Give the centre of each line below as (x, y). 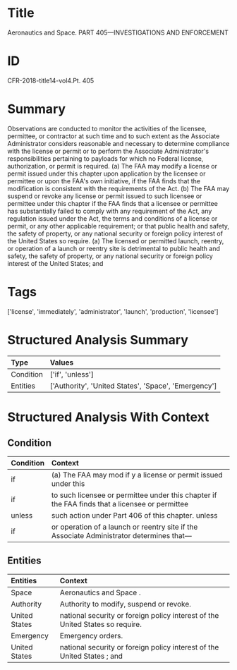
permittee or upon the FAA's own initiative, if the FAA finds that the (104, 181)
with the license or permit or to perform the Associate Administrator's (108, 151)
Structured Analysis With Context (108, 417)
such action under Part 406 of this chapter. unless (135, 515)
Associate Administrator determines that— (122, 535)
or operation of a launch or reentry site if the (125, 527)
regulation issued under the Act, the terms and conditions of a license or (113, 218)
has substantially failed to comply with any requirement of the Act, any (110, 211)
